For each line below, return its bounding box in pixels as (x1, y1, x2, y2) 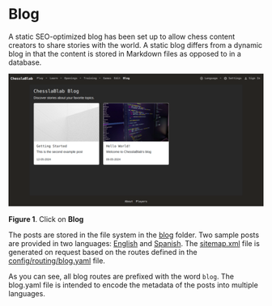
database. (8, 57, 42, 67)
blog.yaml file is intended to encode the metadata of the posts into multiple (8, 280, 259, 290)
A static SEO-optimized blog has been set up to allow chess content (8, 32, 236, 41)
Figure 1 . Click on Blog (8, 214, 84, 223)
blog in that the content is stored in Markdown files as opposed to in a (8, 49, 241, 58)
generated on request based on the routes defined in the (8, 247, 198, 257)
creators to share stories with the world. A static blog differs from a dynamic (8, 40, 263, 49)
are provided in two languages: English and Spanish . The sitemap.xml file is (8, 238, 261, 248)
